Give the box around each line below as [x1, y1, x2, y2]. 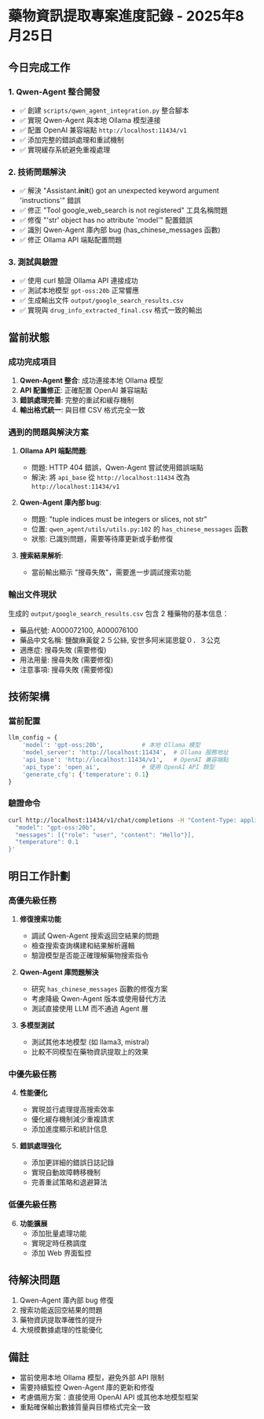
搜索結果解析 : [19, 551, 64, 560]
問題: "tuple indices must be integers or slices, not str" [31, 515, 208, 524]
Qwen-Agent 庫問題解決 [19, 967, 99, 977]
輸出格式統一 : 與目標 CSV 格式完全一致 [19, 405, 145, 415]
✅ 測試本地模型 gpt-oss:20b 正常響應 [19, 286, 140, 295]
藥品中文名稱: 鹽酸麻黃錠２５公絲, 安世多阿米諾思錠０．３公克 [19, 635, 221, 645]
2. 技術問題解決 [8, 166, 67, 177]
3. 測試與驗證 [8, 257, 58, 268]
